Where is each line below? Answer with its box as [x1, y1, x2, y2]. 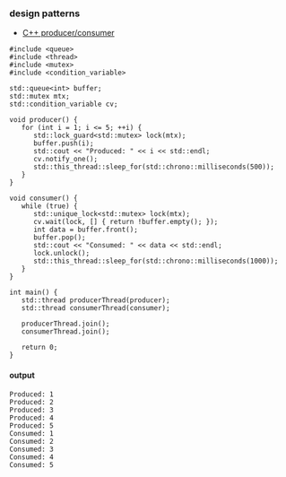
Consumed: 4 [9, 452, 54, 462]
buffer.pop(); [32, 233, 87, 242]
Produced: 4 [9, 413, 54, 422]
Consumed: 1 [9, 429, 54, 438]
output [9, 369, 36, 380]
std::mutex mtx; [9, 92, 70, 101]
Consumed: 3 [9, 445, 54, 454]
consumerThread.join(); [21, 327, 110, 336]
